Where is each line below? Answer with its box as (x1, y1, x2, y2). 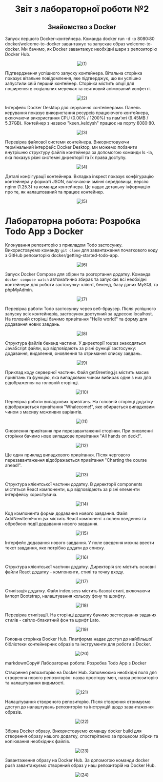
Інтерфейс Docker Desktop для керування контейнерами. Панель (5, 105, 141, 110)
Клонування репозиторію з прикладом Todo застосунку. (5, 242, 123, 248)
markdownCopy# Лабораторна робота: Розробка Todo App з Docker (5, 660, 146, 666)
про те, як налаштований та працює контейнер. (5, 189, 104, 195)
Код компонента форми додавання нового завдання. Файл (5, 510, 128, 516)
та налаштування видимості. (5, 680, 65, 685)
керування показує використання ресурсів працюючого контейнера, (5, 110, 150, 116)
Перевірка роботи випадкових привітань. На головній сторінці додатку (5, 398, 153, 404)
